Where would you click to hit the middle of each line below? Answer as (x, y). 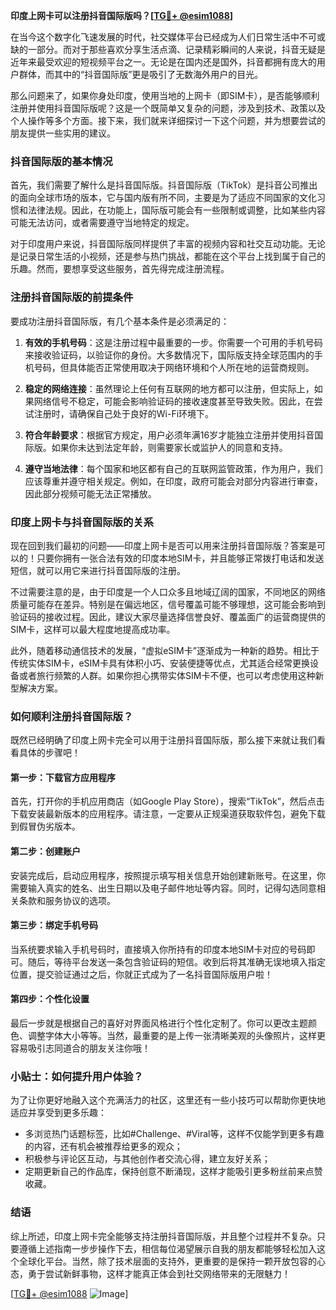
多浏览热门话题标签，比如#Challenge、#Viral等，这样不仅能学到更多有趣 (174, 1134)
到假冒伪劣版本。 (45, 826)
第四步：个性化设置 (50, 999)
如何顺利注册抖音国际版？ (72, 716)
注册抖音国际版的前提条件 (72, 297)
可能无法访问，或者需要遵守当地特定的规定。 (102, 223)
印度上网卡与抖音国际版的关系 (82, 522)
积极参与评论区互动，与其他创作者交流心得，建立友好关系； (147, 1159)
